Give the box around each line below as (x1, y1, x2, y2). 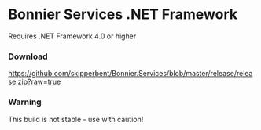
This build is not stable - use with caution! (8, 114, 144, 124)
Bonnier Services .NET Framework (8, 5, 238, 23)
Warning (8, 96, 42, 107)
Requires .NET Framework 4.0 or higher (8, 31, 137, 41)
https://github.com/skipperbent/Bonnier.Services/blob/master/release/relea (8, 69, 253, 78)
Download (8, 51, 49, 62)
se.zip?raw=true (8, 77, 61, 87)
